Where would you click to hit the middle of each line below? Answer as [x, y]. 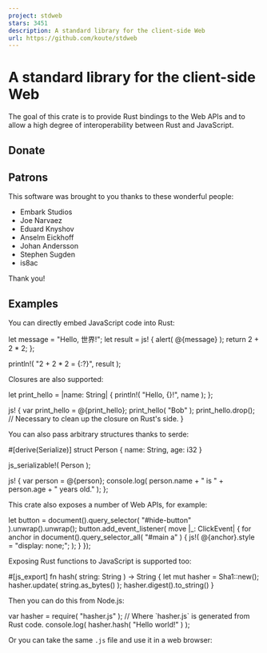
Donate [27, 150]
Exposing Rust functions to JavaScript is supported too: [100, 561]
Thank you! [27, 279]
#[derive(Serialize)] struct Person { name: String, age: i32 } [105, 450]
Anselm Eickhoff [47, 237]
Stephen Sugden [48, 255]
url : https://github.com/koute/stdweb [73, 38]
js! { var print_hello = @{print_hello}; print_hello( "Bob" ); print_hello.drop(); [132, 410]
